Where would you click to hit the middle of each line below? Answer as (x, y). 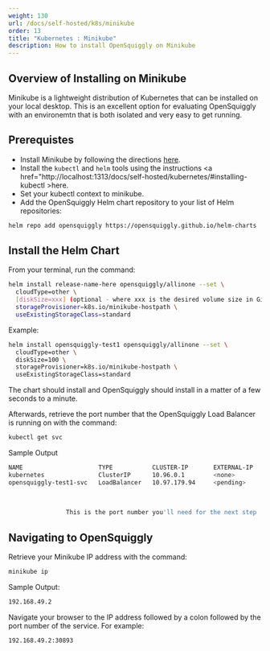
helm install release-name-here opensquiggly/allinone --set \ (117, 285)
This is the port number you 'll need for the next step (161, 513)
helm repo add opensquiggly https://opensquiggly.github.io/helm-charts (133, 225)
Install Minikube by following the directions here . (100, 159)
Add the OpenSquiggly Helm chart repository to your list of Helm (127, 202)
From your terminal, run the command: (72, 270)
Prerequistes (41, 140)
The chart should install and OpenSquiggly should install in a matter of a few (135, 390)
